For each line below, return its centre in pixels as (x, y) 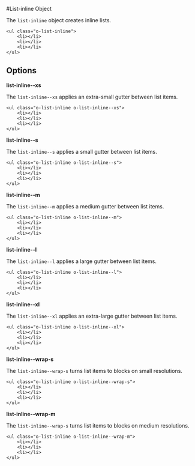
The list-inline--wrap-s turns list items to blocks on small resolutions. (94, 371)
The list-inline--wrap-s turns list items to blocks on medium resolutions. (98, 425)
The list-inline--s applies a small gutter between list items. (82, 151)
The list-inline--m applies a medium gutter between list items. (85, 206)
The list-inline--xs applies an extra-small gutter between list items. (92, 97)
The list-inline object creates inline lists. (59, 20)
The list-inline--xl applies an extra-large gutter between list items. (92, 316)
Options (22, 71)
